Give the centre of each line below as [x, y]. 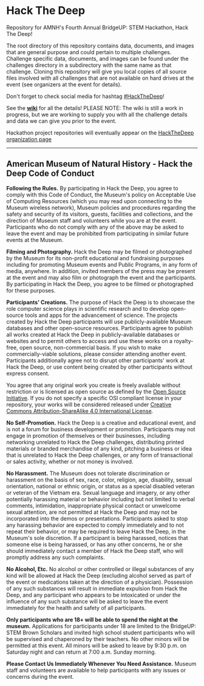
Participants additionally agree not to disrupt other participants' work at [96, 360]
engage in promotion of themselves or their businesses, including [88, 435]
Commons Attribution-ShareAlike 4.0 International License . [80, 411]
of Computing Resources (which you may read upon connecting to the [94, 201]
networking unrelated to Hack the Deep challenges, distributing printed [95, 442]
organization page [29, 139]
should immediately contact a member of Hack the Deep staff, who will [95, 550]
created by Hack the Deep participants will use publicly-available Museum [99, 321]
